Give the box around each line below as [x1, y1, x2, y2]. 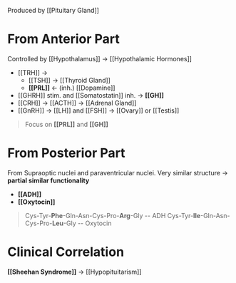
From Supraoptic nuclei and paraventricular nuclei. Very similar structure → [7, 168, 228, 177]
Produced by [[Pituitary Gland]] [7, 6, 100, 14]
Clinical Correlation [7, 244, 125, 260]
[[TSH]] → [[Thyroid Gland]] [28, 76, 111, 84]
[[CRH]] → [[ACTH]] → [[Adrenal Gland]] [17, 98, 137, 107]
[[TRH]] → [17, 68, 48, 77]
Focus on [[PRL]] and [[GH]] [24, 120, 109, 128]
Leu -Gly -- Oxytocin [52, 219, 112, 227]
